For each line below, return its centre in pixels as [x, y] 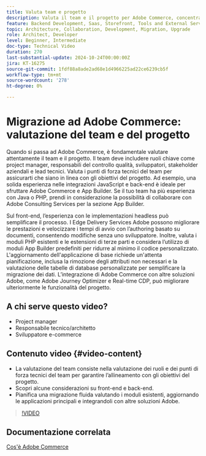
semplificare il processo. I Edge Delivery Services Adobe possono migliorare [103, 222]
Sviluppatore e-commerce [48, 334]
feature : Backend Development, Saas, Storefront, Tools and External [97, 23]
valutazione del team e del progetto [98, 135]
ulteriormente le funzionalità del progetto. [59, 287]
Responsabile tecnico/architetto [55, 328]
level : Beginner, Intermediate [46, 40]
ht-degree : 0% [25, 86]
